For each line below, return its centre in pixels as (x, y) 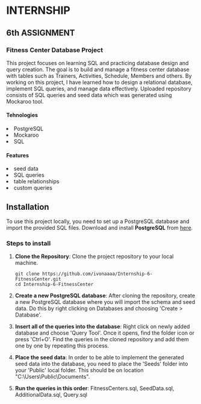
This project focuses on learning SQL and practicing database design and (97, 63)
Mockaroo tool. (25, 101)
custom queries (33, 188)
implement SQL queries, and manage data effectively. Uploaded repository (99, 89)
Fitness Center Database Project (55, 50)
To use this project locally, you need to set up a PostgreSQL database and (98, 221)
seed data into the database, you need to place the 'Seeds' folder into (101, 364)
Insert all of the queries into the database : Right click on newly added (102, 327)
